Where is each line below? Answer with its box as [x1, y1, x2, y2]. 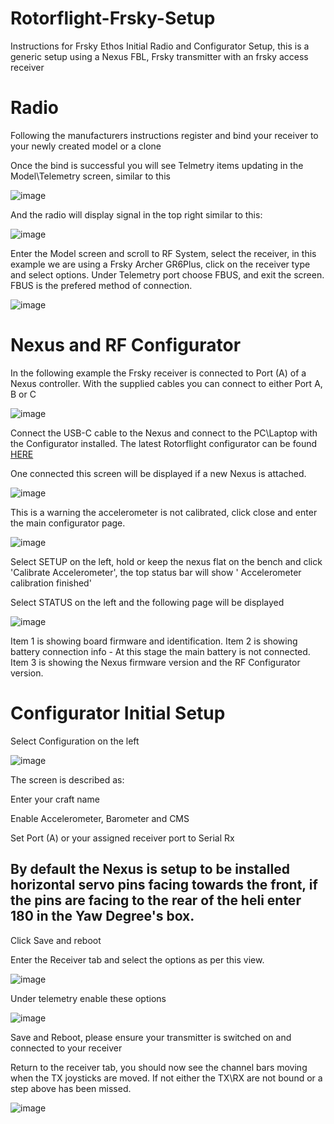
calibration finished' [10, 577, 92, 589]
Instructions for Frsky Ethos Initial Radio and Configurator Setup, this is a [10, 40, 310, 52]
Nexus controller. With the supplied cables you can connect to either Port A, [10, 377, 323, 389]
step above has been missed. [10, 1082, 132, 1094]
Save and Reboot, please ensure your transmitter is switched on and [10, 1031, 292, 1043]
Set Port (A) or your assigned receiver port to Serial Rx [10, 832, 235, 844]
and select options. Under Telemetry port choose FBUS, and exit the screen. [10, 268, 325, 281]
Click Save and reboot [10, 934, 102, 946]
